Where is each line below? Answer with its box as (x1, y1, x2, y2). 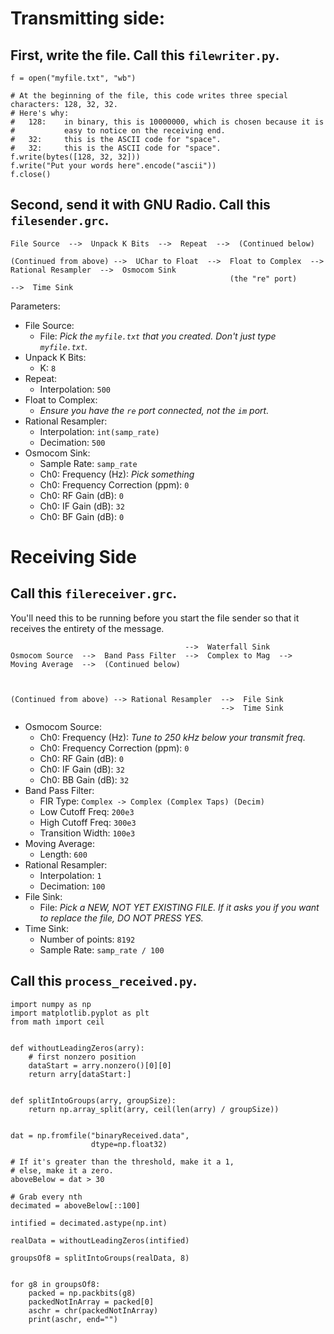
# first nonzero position (28, 1052, 137, 1062)
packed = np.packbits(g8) (28, 1288, 137, 1298)
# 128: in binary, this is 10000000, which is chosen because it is (10, 117, 325, 127)
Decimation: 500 (39, 436, 106, 448)
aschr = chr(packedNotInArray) (28, 1305, 159, 1316)
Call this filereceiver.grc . (10, 585, 178, 602)
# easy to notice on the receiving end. (10, 126, 226, 136)
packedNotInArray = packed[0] (28, 1297, 155, 1307)
